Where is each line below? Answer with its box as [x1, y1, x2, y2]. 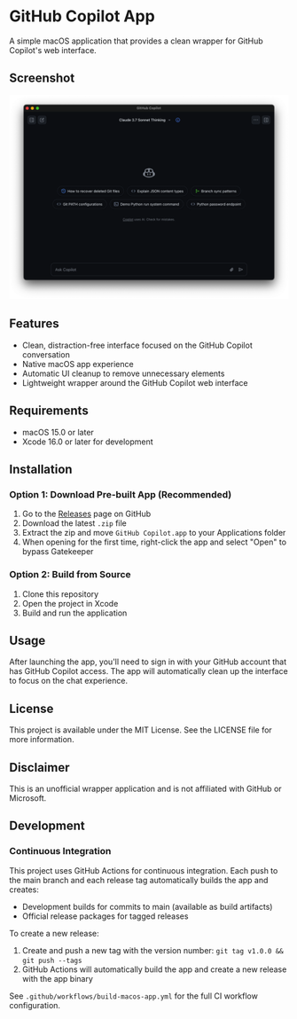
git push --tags [21, 956, 82, 965]
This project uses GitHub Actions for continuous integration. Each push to [9, 865, 278, 875]
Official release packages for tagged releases [21, 911, 189, 921]
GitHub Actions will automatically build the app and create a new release [21, 964, 287, 975]
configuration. [9, 999, 60, 1010]
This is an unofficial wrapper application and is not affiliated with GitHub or [9, 783, 282, 794]
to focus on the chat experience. [9, 676, 129, 686]
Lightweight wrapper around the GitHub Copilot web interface [21, 377, 248, 388]
